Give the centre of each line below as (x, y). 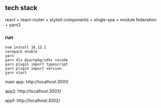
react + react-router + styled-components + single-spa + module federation (81, 19)
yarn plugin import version (33, 69)
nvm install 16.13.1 (26, 47)
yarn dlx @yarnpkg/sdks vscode (37, 60)
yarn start (16, 73)
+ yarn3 (13, 25)
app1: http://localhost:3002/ (33, 101)
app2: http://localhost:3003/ (33, 91)
